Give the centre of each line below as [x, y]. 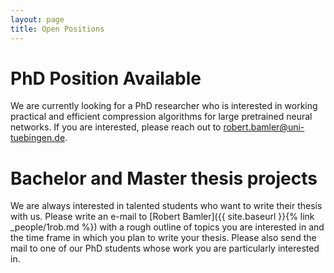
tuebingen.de [38, 138]
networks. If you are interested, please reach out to [116, 127]
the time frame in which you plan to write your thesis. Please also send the [163, 238]
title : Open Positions [57, 29]
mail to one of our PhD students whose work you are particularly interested [165, 248]
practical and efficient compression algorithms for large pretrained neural [161, 117]
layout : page [37, 19]
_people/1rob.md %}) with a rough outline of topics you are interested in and [167, 227]
